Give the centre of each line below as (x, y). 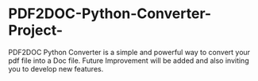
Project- (36, 30)
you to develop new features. (56, 68)
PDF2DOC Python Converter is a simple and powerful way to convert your (129, 52)
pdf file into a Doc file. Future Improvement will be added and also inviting (129, 61)
